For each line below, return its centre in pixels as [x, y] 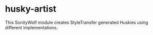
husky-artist [31, 9]
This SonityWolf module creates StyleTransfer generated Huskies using [77, 22]
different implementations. [31, 27]
